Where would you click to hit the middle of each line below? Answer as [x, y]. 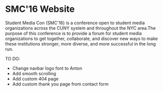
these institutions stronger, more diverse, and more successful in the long [81, 44]
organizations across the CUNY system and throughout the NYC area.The [81, 28]
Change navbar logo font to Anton [47, 68]
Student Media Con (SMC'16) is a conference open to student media [75, 23]
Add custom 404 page [35, 79]
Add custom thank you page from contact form [60, 84]
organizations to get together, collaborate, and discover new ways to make [81, 39]
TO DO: [13, 58]
